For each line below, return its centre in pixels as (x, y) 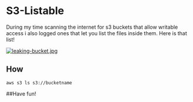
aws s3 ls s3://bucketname (39, 83)
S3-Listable (35, 11)
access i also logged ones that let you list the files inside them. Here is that (96, 33)
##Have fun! (21, 93)
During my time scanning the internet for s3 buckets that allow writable (92, 27)
